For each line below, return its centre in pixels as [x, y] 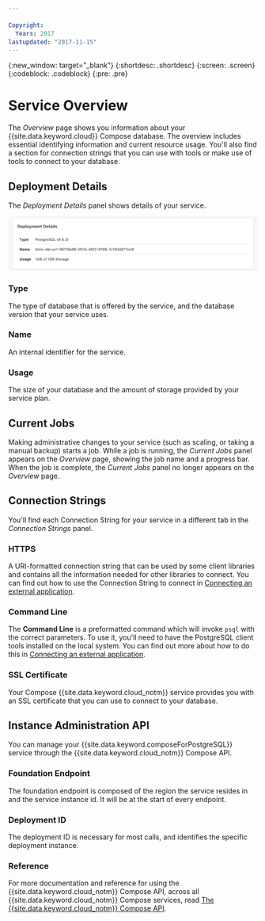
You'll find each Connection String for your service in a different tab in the [129, 520]
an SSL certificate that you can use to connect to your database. [113, 701]
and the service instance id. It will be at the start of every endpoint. [117, 799]
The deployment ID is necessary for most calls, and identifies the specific [128, 837]
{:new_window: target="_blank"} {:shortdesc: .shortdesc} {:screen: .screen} [132, 65]
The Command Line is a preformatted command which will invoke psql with [132, 629]
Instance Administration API [79, 726]
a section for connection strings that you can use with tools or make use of [130, 153]
